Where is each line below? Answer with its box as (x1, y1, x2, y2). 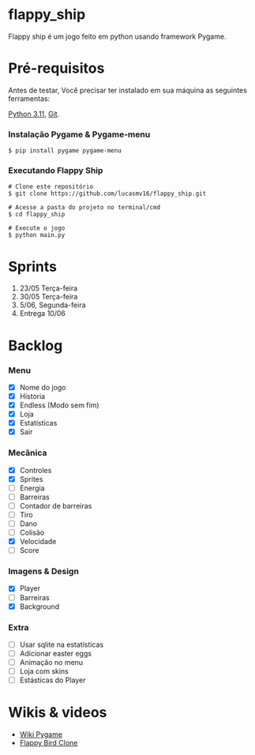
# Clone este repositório (8, 183, 93, 191)
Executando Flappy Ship (8, 165, 103, 176)
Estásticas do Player (19, 675, 86, 685)
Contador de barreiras (19, 501, 92, 510)
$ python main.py (8, 231, 66, 239)
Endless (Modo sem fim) (19, 400, 100, 410)
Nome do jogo (19, 382, 66, 392)
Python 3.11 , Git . (8, 109, 60, 118)
